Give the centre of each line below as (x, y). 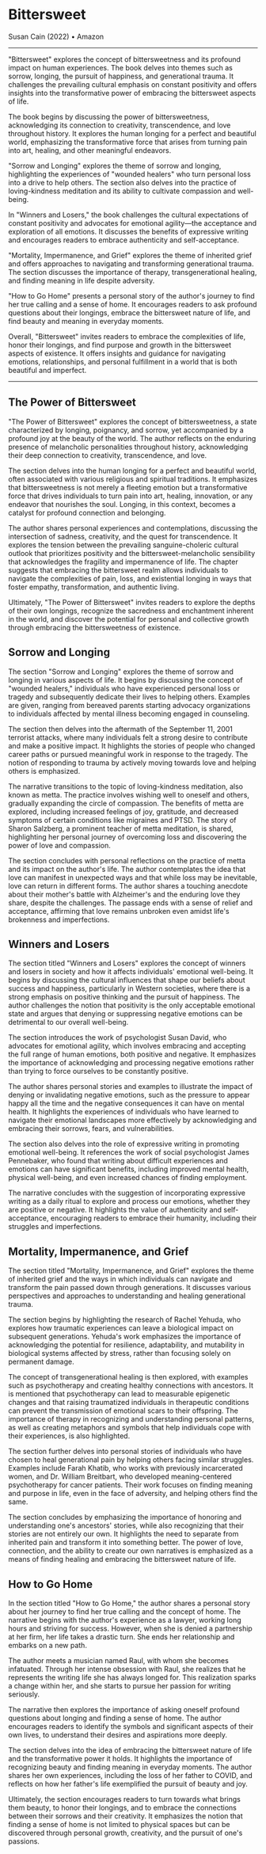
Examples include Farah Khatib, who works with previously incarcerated (125, 1468)
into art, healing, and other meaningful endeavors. (90, 150)
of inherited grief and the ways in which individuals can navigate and (120, 1279)
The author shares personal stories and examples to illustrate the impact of (131, 1087)
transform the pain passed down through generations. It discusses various (130, 1288)
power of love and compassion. (59, 845)
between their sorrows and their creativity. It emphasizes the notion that (125, 1816)
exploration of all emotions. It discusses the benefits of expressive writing (129, 231)
